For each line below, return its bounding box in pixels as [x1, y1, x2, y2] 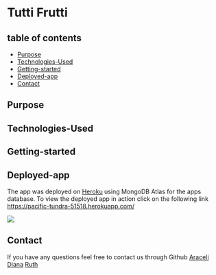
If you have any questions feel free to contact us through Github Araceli [7, 252, 209, 261]
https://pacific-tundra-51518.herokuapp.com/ [7, 202, 135, 210]
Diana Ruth [7, 260, 38, 268]
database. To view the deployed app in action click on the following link [7, 194, 209, 203]
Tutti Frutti [7, 5, 68, 21]
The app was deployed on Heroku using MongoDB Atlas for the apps [7, 187, 202, 195]
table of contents [7, 32, 82, 44]
